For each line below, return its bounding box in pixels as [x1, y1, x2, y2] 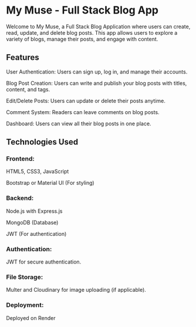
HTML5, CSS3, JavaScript [6, 168, 69, 175]
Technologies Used [6, 137, 78, 147]
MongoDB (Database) [6, 219, 59, 226]
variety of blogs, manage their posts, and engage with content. [6, 35, 158, 42]
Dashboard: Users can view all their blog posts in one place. [6, 120, 151, 127]
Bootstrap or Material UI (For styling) [6, 179, 95, 186]
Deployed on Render [6, 314, 56, 321]
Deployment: [6, 301, 44, 309]
